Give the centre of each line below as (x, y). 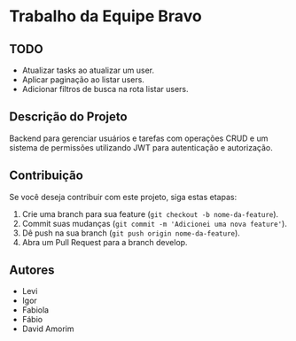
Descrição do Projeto (68, 117)
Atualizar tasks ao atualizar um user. (88, 70)
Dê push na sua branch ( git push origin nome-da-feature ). (131, 233)
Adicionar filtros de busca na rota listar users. (105, 89)
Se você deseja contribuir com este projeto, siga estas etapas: (123, 197)
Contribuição (47, 176)
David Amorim (48, 329)
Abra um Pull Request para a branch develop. (105, 242)
